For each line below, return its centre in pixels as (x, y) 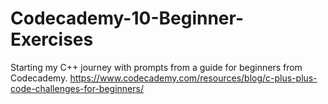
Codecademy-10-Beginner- (127, 18)
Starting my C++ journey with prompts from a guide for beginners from (156, 67)
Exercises (52, 39)
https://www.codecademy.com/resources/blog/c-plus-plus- (193, 78)
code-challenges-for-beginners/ (77, 88)
